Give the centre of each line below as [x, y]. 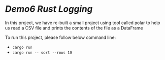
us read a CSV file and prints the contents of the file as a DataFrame [74, 28]
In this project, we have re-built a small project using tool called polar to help [83, 23]
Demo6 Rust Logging [49, 9]
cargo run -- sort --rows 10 [42, 53]
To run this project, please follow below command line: [61, 37]
